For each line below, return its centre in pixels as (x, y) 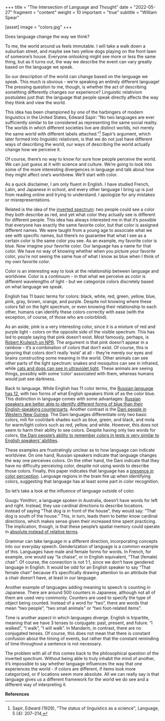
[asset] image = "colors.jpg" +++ (39, 27)
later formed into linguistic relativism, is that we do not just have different (79, 139)
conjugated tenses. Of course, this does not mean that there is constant (78, 633)
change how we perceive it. (33, 149)
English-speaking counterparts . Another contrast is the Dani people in (76, 409)
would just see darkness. (30, 379)
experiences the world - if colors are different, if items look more (70, 669)
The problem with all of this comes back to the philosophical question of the (82, 653)
